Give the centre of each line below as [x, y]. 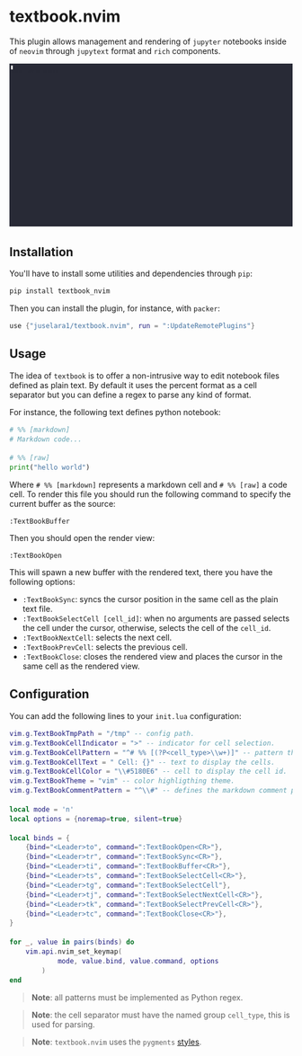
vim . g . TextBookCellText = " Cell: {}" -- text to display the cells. [142, 762]
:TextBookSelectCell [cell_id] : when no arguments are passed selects [156, 618]
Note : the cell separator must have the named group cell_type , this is [160, 1015]
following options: [42, 582]
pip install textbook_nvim [60, 291]
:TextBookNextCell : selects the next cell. [97, 638]
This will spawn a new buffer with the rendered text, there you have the [141, 572]
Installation [41, 252]
